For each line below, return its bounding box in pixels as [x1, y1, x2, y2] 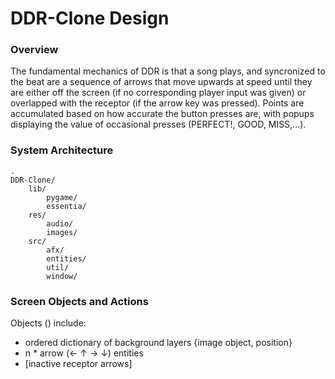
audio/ [46, 218, 74, 229]
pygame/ [46, 192, 78, 202]
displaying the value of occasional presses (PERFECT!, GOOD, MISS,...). [10, 118, 307, 131]
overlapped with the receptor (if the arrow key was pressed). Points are [10, 97, 305, 109]
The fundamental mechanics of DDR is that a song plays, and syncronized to [10, 65, 326, 77]
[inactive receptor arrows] [24, 358, 133, 370]
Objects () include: [10, 317, 87, 329]
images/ [46, 227, 78, 237]
